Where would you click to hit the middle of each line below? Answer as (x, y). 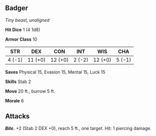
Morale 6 (15, 100)
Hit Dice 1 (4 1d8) (23, 30)
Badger (17, 8)
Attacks (17, 116)
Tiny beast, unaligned (27, 20)
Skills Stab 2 (18, 82)
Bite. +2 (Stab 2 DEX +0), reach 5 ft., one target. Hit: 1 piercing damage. (78, 128)
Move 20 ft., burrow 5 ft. (30, 91)
